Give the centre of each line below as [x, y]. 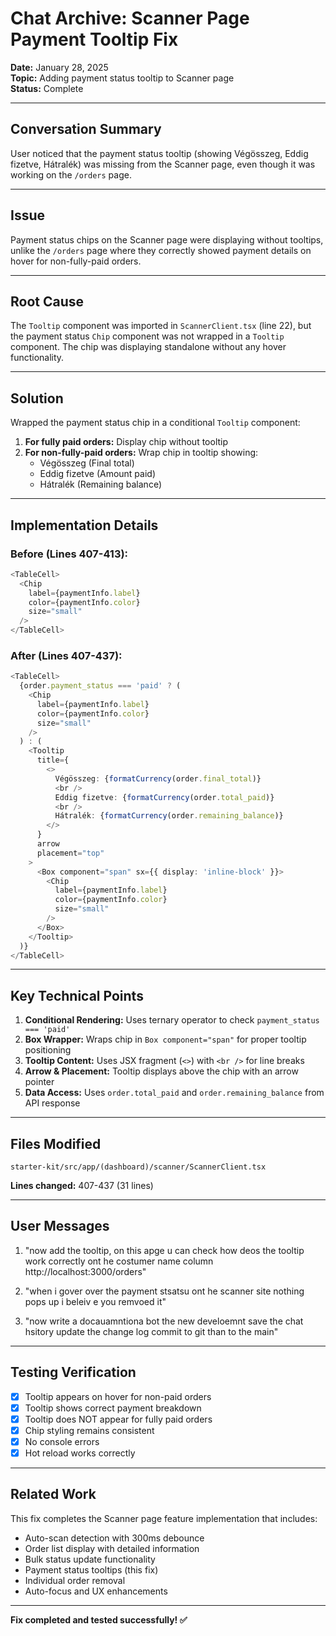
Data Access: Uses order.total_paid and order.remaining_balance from [174, 1093]
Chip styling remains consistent [89, 1430]
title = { [53, 760]
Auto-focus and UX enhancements [96, 1591]
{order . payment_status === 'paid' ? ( [100, 686]
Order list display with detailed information [112, 1548]
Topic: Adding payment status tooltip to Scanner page [122, 78]
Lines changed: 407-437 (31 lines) [82, 1186]
